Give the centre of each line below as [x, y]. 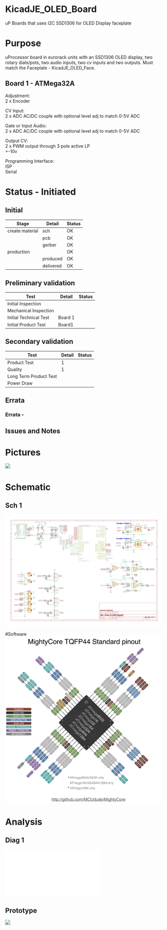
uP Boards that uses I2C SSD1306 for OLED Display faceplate [68, 23]
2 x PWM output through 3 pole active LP [47, 146]
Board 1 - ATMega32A [40, 84]
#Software [16, 634]
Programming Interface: [29, 161]
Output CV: [16, 141]
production [18, 252]
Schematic [28, 487]
